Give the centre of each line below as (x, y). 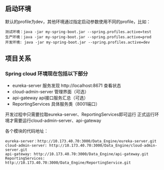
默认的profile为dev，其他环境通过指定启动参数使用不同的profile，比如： (78, 22)
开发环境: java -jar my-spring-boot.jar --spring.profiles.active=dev (78, 42)
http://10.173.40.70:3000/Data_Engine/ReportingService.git (68, 163)
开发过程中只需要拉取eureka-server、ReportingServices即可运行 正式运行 (80, 114)
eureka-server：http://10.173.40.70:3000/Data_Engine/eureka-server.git (81, 141)
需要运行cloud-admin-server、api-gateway (57, 120)
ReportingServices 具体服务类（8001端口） (56, 104)
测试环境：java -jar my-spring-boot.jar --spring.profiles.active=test (78, 32)
